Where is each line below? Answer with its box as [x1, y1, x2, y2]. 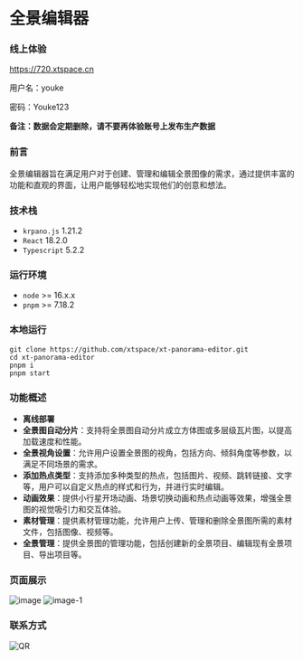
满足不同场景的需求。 [22, 458, 102, 469]
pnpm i [9, 361, 34, 370]
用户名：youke [9, 82, 64, 93]
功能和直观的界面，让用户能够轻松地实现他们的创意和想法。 [9, 179, 232, 190]
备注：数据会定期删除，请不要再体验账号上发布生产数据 [9, 121, 215, 132]
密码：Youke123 [9, 101, 70, 113]
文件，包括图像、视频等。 [22, 526, 118, 537]
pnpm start [9, 368, 51, 378]
